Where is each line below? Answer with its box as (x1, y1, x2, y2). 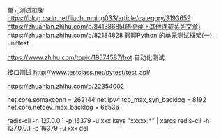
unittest (7, 39, 29, 47)
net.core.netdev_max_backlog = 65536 (7, 103, 120, 111)
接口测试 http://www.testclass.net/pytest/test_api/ (7, 68, 151, 76)
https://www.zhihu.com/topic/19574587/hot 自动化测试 (7, 53, 165, 61)
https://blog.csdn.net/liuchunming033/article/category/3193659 (7, 14, 191, 22)
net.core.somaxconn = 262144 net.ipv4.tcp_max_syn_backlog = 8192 (7, 96, 207, 103)
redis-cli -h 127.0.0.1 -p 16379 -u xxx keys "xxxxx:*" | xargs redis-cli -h (7, 117, 210, 124)
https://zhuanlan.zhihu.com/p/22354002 (7, 82, 125, 90)
